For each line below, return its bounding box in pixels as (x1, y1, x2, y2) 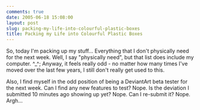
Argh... (6, 97, 23, 105)
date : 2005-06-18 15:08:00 (6, 14, 73, 20)
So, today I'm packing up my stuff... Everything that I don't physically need (6, 47, 189, 54)
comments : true (6, 8, 44, 15)
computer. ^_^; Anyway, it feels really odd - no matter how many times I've (6, 60, 188, 68)
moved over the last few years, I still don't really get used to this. (6, 66, 165, 74)
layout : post (6, 20, 39, 26)
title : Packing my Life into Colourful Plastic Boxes (6, 31, 143, 37)
